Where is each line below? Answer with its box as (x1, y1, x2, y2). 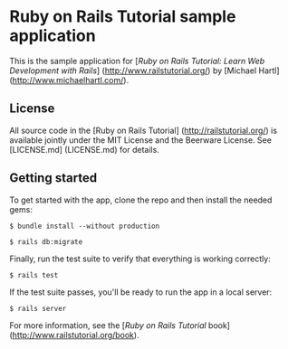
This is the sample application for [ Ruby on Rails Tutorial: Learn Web (9, 55, 265, 66)
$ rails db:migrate (9, 237, 83, 246)
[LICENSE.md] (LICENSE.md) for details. (9, 144, 160, 155)
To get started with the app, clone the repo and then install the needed (9, 194, 273, 205)
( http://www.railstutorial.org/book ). (9, 329, 139, 340)
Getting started (9, 170, 98, 186)
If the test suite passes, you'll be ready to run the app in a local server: (9, 287, 273, 297)
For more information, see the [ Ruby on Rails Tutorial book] (9, 319, 231, 331)
